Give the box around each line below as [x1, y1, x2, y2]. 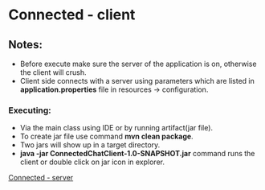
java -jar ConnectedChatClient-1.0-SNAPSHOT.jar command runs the [19, 149, 255, 159]
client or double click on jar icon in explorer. [19, 157, 165, 167]
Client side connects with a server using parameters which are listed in [19, 76, 255, 85]
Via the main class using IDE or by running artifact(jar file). [19, 123, 214, 133]
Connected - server [8, 173, 74, 183]
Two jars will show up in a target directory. [19, 140, 161, 150]
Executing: [8, 105, 52, 116]
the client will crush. [19, 68, 87, 77]
